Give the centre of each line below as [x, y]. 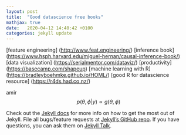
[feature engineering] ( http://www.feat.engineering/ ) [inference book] [90, 50]
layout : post [22, 11]
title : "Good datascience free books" [55, 17]
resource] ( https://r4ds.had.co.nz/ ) [48, 81]
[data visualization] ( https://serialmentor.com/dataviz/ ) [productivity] [89, 63]
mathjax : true [23, 22]
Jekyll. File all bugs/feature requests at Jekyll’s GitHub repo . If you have [93, 119]
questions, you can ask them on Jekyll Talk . [59, 126]
